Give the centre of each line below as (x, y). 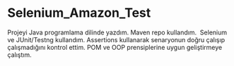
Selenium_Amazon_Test (79, 13)
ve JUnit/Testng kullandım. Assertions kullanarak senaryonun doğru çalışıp (116, 39)
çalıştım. (19, 55)
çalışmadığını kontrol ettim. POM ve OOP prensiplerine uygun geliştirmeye (115, 47)
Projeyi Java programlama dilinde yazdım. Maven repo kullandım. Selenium (117, 32)
